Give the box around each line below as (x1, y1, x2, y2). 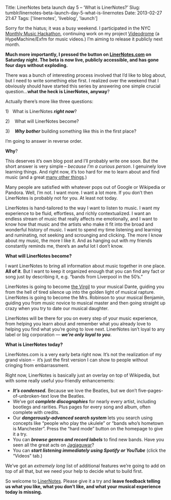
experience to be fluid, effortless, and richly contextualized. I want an (5, 210, 151, 216)
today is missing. (5, 489, 42, 495)
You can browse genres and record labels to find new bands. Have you (12, 437, 164, 442)
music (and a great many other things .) (5, 174, 87, 180)
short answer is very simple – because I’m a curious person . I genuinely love (5, 163, 166, 169)
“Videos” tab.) (12, 453, 42, 459)
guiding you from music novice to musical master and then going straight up (5, 300, 166, 306)
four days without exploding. (5, 62, 68, 68)
